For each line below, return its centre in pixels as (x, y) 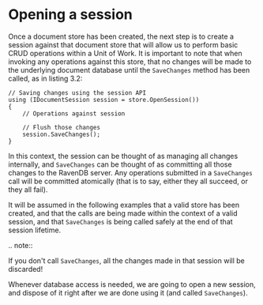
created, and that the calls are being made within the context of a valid (123, 213)
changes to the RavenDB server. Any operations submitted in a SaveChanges (130, 172)
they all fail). (28, 189)
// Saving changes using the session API (77, 92)
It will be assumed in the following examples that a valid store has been (124, 205)
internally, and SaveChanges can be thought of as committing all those (120, 164)
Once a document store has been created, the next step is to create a (121, 36)
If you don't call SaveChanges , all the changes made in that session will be (126, 260)
